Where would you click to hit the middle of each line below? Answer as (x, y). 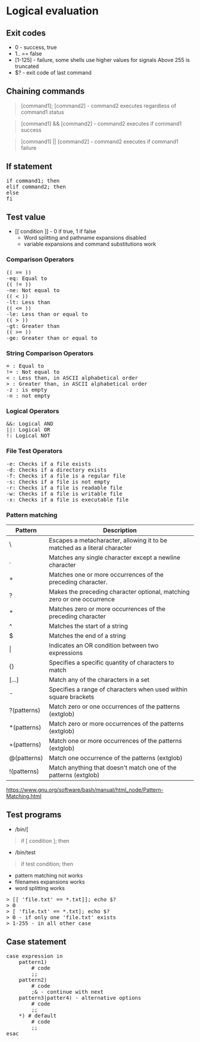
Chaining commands (46, 92)
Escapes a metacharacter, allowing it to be (108, 540)
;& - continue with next (68, 992)
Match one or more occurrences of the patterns (115, 740)
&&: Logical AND (30, 424)
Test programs (34, 815)
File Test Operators (34, 451)
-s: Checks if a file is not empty (58, 482)
